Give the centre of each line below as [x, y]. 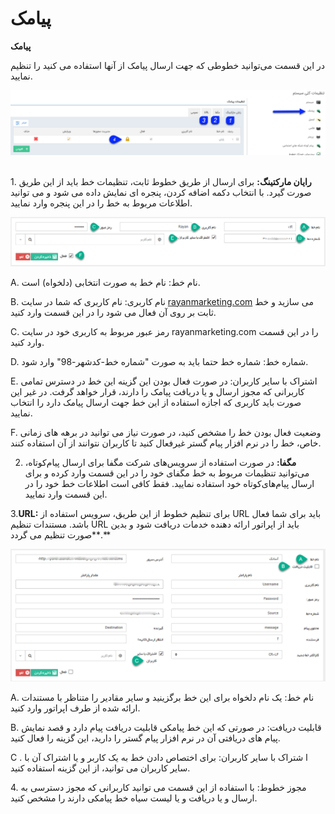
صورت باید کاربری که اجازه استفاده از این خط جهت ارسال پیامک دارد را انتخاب [156, 402]
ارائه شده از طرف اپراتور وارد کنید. [75, 708]
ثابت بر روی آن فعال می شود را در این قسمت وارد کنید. [113, 312]
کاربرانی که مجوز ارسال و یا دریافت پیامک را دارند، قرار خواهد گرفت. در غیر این [157, 391]
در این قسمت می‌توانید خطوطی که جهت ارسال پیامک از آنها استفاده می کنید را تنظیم [167, 65]
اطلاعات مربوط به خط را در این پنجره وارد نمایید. [101, 203]
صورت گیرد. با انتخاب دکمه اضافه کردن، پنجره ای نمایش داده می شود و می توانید [161, 193]
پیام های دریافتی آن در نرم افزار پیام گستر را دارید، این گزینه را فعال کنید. [145, 738]
